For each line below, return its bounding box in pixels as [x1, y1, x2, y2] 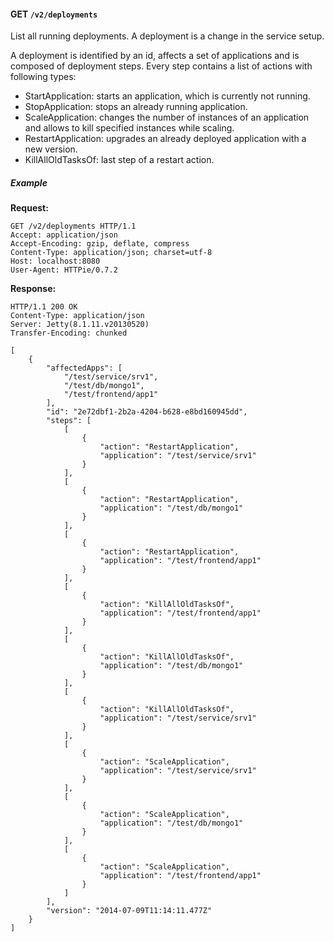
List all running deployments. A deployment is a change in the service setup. [10, 30, 325, 42]
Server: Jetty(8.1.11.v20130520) [10, 320, 150, 330]
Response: [10, 283, 57, 295]
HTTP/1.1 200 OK [10, 302, 78, 312]
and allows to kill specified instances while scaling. [24, 122, 235, 134]
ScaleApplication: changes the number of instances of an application [24, 111, 310, 124]
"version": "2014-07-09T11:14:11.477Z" [46, 906, 213, 916]
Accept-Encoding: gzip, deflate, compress [10, 239, 190, 249]
